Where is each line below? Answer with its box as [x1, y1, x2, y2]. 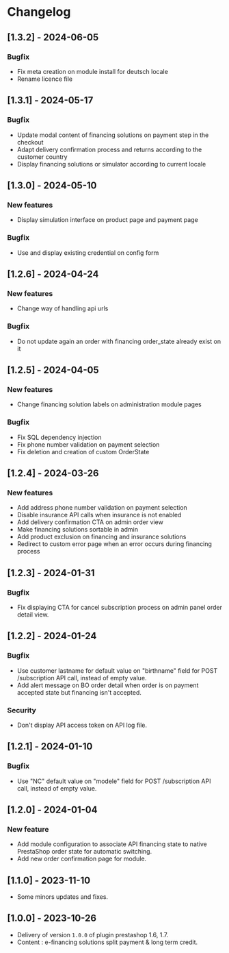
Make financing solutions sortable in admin [16, 525, 139, 534]
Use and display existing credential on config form [16, 248, 159, 257]
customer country [16, 152, 68, 161]
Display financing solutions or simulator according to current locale [16, 160, 206, 168]
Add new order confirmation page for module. [16, 854, 147, 863]
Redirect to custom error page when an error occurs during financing [16, 540, 212, 548]
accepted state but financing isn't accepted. [16, 688, 142, 696]
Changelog [7, 4, 71, 20]
